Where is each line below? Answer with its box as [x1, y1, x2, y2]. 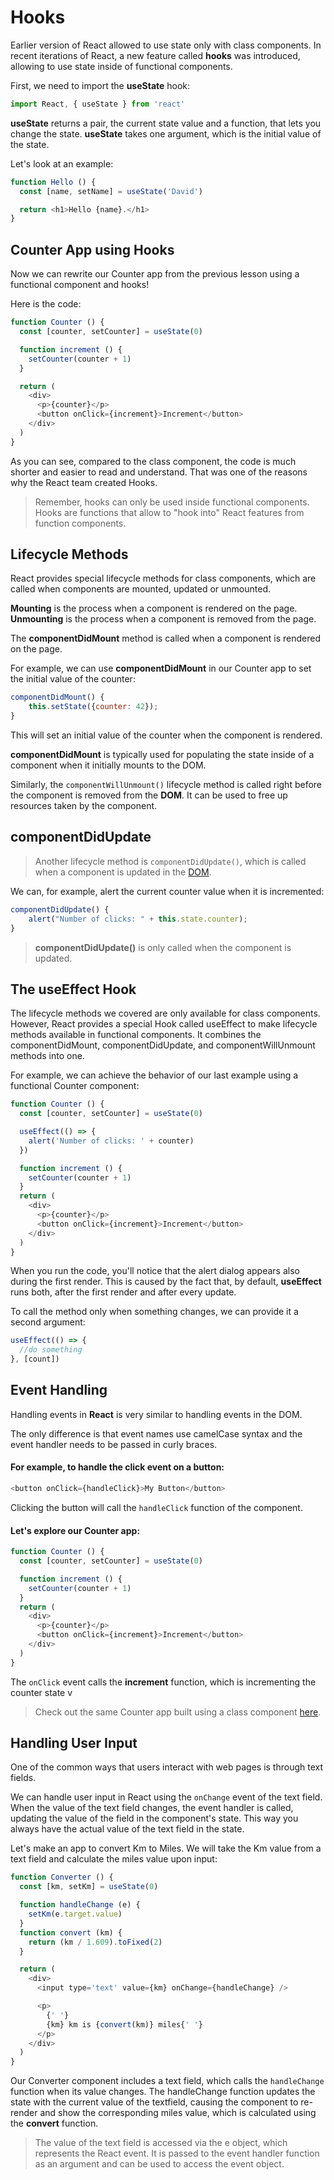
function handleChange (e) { [19, 1900, 141, 1910]
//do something [19, 1345, 83, 1355]
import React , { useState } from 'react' [10, 99, 186, 109]
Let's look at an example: [10, 157, 114, 170]
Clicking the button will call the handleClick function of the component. [10, 1501, 303, 1513]
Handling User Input [10, 1735, 138, 1752]
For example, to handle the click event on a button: [10, 1461, 225, 1473]
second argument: [10, 1316, 86, 1328]
